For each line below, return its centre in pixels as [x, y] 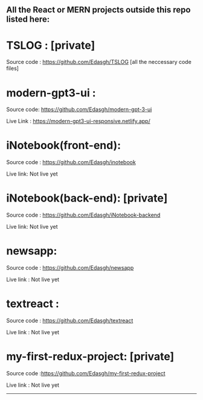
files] [13, 68]
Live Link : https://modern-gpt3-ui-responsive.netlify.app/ [78, 121]
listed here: [28, 20]
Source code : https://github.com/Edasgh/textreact [70, 321]
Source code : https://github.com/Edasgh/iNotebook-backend [83, 215]
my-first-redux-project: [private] [90, 357]
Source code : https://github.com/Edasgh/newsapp [70, 268]
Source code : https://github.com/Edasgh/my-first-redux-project [86, 373]
